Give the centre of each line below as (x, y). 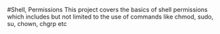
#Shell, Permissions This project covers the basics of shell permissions (107, 10)
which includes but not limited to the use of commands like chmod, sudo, (110, 17)
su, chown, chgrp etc (37, 24)
